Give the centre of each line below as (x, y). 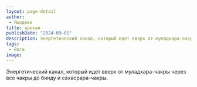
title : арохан (23, 28)
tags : (13, 44)
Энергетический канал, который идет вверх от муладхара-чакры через (96, 71)
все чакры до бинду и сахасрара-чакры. (57, 78)
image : (14, 55)
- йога (17, 50)
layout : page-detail (31, 11)
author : (16, 17)
